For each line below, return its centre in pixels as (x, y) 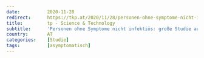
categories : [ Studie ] (38, 40)
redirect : (19, 18)
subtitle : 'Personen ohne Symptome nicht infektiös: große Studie (99, 29)
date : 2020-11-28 (40, 12)
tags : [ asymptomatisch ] (49, 46)
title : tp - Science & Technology (61, 23)
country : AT (29, 34)
